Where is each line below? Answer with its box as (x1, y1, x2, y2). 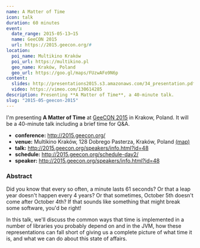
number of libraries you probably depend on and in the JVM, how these (6, 222, 182, 230)
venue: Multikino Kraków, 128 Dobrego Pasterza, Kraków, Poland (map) (14, 138, 190, 145)
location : (6, 48, 31, 54)
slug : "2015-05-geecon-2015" (6, 97, 79, 103)
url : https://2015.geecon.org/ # (11, 42, 92, 48)
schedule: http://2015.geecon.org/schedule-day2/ (14, 150, 139, 158)
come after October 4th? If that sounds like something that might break (6, 198, 180, 205)
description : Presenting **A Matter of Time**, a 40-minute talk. (6, 92, 174, 98)
